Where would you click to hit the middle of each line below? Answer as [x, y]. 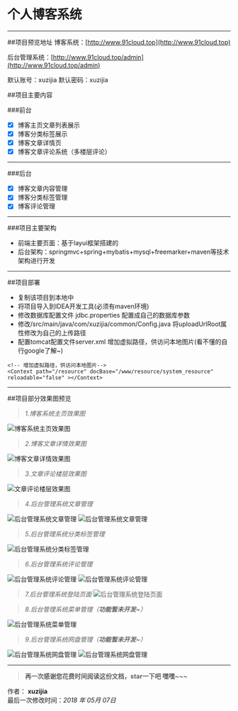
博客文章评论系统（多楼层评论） [64, 152]
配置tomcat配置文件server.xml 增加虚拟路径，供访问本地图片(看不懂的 [119, 342]
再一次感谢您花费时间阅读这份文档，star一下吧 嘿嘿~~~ [106, 676]
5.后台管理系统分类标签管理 [64, 534]
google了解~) [44, 351]
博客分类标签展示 [42, 134]
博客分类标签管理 [42, 197]
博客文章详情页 [39, 143]
